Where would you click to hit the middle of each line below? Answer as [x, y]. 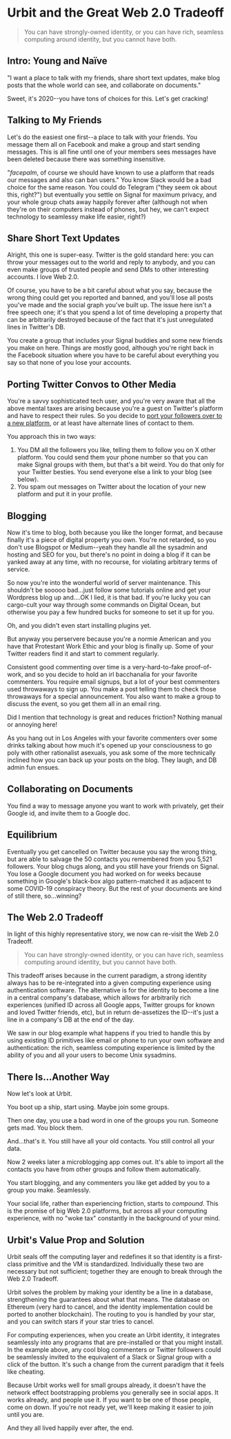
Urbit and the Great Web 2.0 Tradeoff [115, 13]
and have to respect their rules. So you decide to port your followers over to [115, 416]
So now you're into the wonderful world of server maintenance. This [104, 582]
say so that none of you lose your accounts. [69, 363]
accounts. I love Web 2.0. [43, 277]
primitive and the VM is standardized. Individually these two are [113, 1264]
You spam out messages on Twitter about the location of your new [111, 487]
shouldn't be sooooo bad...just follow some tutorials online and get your [109, 590]
